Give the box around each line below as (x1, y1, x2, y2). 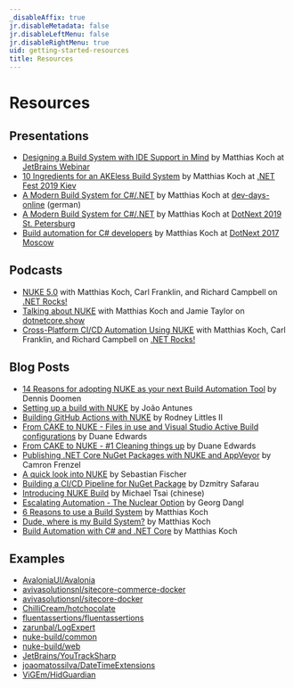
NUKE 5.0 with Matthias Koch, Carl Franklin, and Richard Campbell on (21, 286, 278, 297)
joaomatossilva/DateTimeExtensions (21, 660, 156, 671)
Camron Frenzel (21, 459, 82, 470)
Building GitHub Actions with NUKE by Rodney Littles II (21, 412, 224, 422)
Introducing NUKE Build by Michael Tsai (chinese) (21, 487, 205, 498)
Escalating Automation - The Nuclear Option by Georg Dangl (21, 496, 245, 508)
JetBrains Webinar (21, 161, 91, 172)
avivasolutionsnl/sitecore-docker (21, 594, 143, 604)
